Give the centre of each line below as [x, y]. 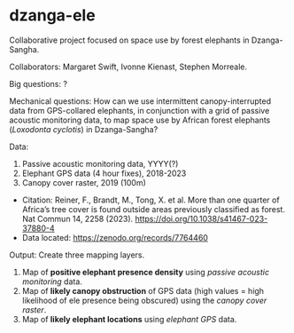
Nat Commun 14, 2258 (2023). [77, 218]
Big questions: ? [39, 83]
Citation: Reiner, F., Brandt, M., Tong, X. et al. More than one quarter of [151, 200]
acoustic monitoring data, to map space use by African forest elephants [140, 120]
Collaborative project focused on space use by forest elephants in [129, 40]
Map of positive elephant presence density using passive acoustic [146, 272]
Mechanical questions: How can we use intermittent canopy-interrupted [140, 101]
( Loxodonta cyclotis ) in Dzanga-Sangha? [84, 129]
